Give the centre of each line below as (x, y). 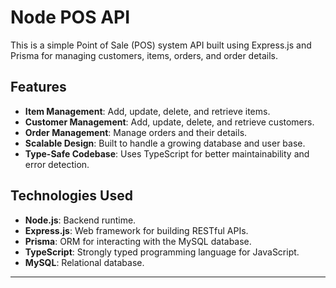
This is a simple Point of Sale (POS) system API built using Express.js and (161, 45)
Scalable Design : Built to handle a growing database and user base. (165, 143)
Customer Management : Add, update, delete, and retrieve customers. (169, 122)
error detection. (57, 164)
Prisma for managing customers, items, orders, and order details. (144, 55)
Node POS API (70, 17)
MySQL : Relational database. (84, 262)
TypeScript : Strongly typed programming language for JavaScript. (162, 252)
